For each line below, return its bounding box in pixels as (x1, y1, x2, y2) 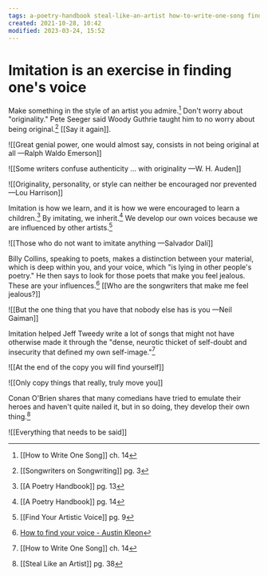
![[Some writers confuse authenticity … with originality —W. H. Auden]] (8, 163, 242, 173)
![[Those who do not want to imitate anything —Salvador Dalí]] (8, 238, 214, 248)
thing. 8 (8, 410, 31, 421)
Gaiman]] (8, 313, 39, 322)
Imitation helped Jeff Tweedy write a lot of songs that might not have (8, 329, 235, 338)
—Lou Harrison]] (8, 187, 64, 197)
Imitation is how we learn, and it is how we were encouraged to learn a (8, 203, 240, 213)
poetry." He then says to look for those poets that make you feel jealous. (8, 270, 246, 280)
